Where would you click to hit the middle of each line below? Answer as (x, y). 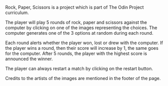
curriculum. (17, 13)
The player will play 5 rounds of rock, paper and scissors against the (76, 22)
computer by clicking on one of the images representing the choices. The (81, 28)
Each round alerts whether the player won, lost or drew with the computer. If (84, 43)
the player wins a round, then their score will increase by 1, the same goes (82, 48)
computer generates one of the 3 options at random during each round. (79, 33)
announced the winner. (29, 59)
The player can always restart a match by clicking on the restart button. (79, 68)
